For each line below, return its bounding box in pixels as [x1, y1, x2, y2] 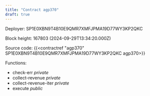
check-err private [12, 69, 49, 75]
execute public [12, 85, 43, 91]
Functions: [5, 60, 27, 66]
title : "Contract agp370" [5, 7, 59, 12]
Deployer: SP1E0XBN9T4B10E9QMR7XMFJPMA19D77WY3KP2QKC [5, 25, 143, 31]
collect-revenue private [12, 75, 61, 81]
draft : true [5, 12, 30, 17]
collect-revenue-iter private [12, 80, 70, 86]
